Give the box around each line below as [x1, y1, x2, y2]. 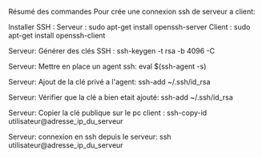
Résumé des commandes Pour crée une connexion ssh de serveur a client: [8, 7, 256, 16]
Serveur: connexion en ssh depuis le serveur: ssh [8, 132, 171, 141]
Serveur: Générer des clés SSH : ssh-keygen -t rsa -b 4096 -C [8, 46, 216, 55]
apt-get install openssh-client [8, 31, 106, 40]
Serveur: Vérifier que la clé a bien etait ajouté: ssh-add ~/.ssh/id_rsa [8, 93, 234, 102]
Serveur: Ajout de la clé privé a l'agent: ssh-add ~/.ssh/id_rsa [8, 77, 211, 86]
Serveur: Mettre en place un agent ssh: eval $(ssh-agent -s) [8, 61, 207, 71]
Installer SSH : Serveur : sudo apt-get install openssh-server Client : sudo [8, 22, 251, 31]
